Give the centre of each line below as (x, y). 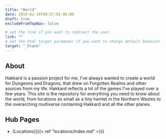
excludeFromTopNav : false (32, 23)
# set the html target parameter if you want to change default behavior (83, 42)
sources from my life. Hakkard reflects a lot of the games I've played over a (82, 88)
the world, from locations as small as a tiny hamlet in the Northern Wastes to (83, 99)
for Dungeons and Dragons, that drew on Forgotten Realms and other (76, 83)
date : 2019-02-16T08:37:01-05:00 (40, 14)
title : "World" (21, 10)
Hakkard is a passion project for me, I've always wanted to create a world (80, 78)
